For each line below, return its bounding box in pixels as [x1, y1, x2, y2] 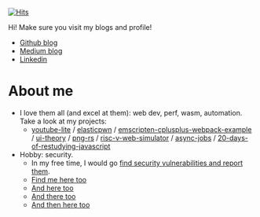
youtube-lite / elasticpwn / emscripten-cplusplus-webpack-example [31, 124, 252, 134]
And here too [31, 183, 74, 193]
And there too [31, 191, 76, 200]
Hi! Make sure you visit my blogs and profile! [8, 23, 152, 31]
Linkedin [19, 55, 48, 64]
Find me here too [31, 175, 87, 184]
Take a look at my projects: [19, 116, 108, 126]
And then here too [31, 200, 90, 209]
